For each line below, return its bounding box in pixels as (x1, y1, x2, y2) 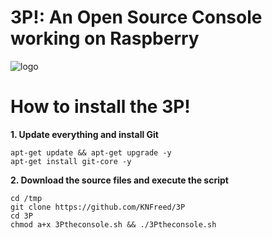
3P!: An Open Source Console (10, 6, 263, 29)
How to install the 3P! (10, 96, 191, 118)
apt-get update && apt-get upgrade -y (10, 147, 172, 158)
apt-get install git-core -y (10, 156, 132, 166)
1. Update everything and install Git (10, 128, 159, 140)
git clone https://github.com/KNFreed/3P (10, 202, 186, 212)
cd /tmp (10, 193, 43, 203)
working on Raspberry (10, 27, 200, 50)
